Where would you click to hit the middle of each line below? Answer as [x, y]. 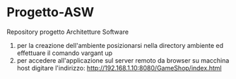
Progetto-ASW [51, 12]
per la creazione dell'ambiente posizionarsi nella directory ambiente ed [120, 45]
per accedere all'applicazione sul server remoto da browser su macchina [123, 60]
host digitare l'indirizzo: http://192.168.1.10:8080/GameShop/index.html [119, 68]
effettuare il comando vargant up [65, 53]
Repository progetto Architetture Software [67, 32]
